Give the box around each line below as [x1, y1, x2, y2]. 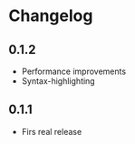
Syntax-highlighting [21, 76, 96, 87]
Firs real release [21, 126, 82, 137]
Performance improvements [21, 66, 127, 77]
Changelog [8, 5, 93, 26]
